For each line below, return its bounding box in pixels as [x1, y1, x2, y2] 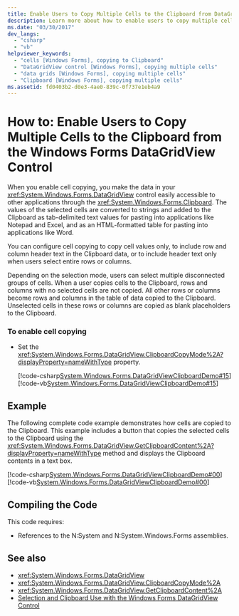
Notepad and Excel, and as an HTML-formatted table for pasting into [7, 221, 208, 229]
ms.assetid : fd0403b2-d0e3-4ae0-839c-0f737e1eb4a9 [7, 83, 161, 90]
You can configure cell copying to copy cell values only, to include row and [7, 242, 227, 251]
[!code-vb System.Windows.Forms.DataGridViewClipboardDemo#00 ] [7, 478, 210, 486]
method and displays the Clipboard [102, 449, 206, 458]
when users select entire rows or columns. [7, 257, 132, 266]
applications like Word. [7, 229, 75, 237]
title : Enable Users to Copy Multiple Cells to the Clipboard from [7, 10, 212, 18]
